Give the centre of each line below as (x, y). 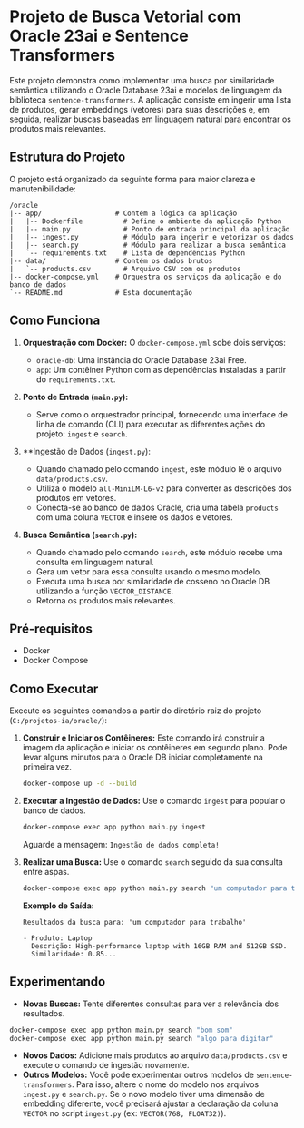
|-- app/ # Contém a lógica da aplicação (123, 213)
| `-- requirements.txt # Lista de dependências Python (127, 253)
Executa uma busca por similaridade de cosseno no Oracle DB (153, 581)
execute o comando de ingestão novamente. (106, 1065)
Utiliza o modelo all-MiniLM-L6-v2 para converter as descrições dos (164, 488)
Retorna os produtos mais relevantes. (106, 600)
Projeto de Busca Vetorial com (126, 17)
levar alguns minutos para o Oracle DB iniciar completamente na (142, 757)
